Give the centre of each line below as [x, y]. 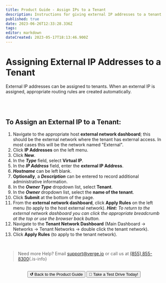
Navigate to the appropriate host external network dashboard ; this [82, 134]
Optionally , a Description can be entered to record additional [76, 176]
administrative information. [40, 181]
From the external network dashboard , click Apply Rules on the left [83, 203]
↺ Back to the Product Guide [56, 274]
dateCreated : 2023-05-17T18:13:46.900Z [47, 38]
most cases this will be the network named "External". [68, 144]
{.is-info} [38, 259]
